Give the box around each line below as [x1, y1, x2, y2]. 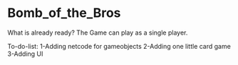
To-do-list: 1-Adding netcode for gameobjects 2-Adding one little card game [7, 42, 232, 50]
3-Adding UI [7, 49, 43, 58]
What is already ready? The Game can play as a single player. [7, 28, 188, 37]
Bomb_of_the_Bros [7, 5, 121, 21]
